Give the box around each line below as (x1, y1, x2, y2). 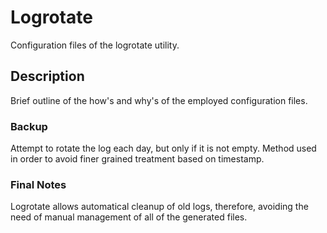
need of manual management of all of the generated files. (10, 211, 248, 223)
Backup (10, 119, 48, 133)
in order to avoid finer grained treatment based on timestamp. (10, 153, 265, 165)
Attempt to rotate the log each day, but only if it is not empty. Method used (10, 142, 317, 155)
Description (10, 68, 85, 85)
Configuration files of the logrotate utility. (10, 39, 180, 51)
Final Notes (10, 177, 67, 191)
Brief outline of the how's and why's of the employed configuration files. (10, 94, 308, 106)
